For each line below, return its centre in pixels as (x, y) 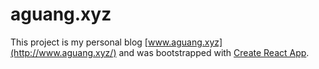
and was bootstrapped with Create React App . (214, 52)
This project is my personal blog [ (79, 42)
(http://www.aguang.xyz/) (63, 52)
